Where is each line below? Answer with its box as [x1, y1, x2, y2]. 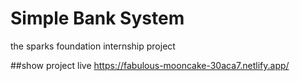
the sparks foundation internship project [10, 40, 176, 52]
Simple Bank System [10, 7, 185, 30]
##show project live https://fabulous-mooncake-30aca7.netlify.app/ [10, 59, 290, 71]
